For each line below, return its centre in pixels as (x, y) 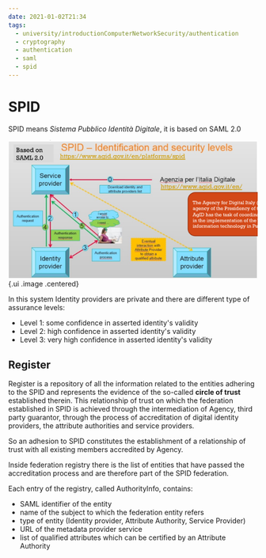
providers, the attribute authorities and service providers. (101, 426)
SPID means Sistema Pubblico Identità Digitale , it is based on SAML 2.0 (125, 129)
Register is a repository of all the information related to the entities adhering (131, 383)
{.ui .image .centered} (44, 284)
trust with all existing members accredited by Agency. (96, 450)
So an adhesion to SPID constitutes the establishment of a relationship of (127, 441)
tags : (17, 25)
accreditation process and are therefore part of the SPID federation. (119, 473)
